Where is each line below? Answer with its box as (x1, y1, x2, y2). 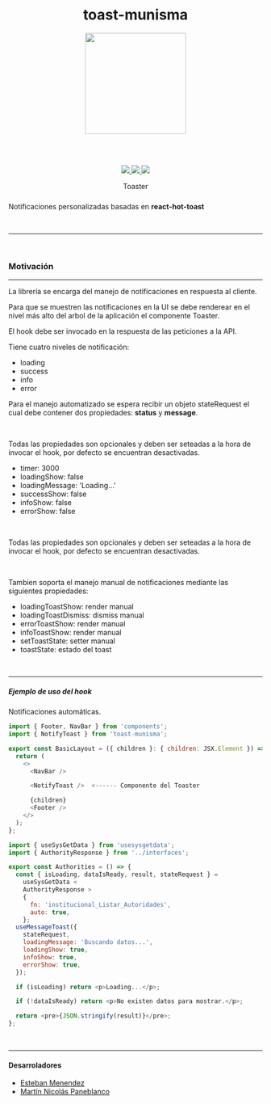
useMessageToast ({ (15, 923, 78, 931)
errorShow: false (19, 507, 76, 516)
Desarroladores (8, 1060, 62, 1070)
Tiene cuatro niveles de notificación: (8, 342, 130, 352)
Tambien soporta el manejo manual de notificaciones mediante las (8, 578, 228, 588)
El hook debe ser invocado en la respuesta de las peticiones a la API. (8, 327, 237, 336)
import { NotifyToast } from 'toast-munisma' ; (8, 730, 168, 738)
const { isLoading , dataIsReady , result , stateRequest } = (15, 870, 219, 879)
